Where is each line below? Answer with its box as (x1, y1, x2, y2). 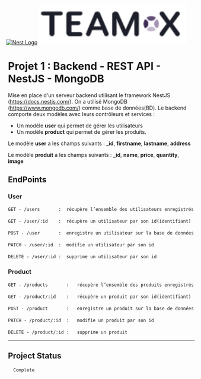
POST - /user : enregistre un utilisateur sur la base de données (8, 230, 194, 236)
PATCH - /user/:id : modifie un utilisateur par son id (8, 242, 154, 248)
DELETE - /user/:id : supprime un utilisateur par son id (8, 254, 157, 260)
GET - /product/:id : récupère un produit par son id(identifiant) (8, 294, 192, 300)
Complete (13, 367, 35, 373)
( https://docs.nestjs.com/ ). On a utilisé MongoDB (8, 98, 127, 105)
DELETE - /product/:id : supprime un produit (8, 329, 128, 335)
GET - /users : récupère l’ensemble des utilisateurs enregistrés (8, 207, 194, 213)
